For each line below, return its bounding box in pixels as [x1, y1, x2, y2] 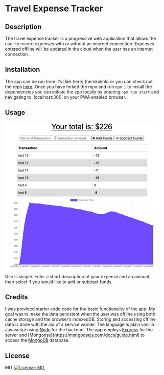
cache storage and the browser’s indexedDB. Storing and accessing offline [5, 317, 156, 322]
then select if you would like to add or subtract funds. [5, 279, 113, 285]
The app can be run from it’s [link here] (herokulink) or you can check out [5, 78, 153, 84]
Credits [5, 293, 28, 301]
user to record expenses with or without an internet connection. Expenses [5, 41, 154, 47]
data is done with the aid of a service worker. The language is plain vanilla [5, 321, 154, 327]
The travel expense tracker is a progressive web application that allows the [5, 35, 156, 41]
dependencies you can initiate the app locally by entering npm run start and [5, 89, 159, 95]
